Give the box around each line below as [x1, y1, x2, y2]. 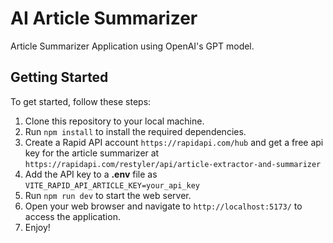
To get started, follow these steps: [10, 95, 152, 107]
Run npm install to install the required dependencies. [24, 125, 247, 137]
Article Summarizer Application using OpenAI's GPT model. [10, 40, 255, 52]
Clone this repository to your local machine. [24, 115, 205, 127]
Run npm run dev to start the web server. [24, 189, 192, 201]
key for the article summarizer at [24, 147, 160, 159]
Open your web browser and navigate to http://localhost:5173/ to [24, 200, 303, 212]
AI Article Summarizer [10, 7, 198, 30]
